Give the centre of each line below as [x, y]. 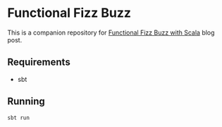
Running [26, 101]
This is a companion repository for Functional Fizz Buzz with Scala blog [111, 32]
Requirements [39, 62]
